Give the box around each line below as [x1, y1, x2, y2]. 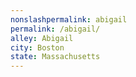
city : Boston [10, 42, 65, 53]
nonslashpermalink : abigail [10, 14, 128, 25]
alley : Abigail [10, 33, 74, 43]
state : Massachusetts [10, 52, 101, 62]
